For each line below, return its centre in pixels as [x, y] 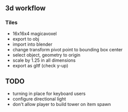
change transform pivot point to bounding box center [68, 49]
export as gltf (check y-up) [40, 65]
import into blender [33, 44]
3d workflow [25, 8]
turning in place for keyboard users [49, 93]
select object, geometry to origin [46, 55]
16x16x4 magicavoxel [35, 33]
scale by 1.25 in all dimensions [44, 60]
